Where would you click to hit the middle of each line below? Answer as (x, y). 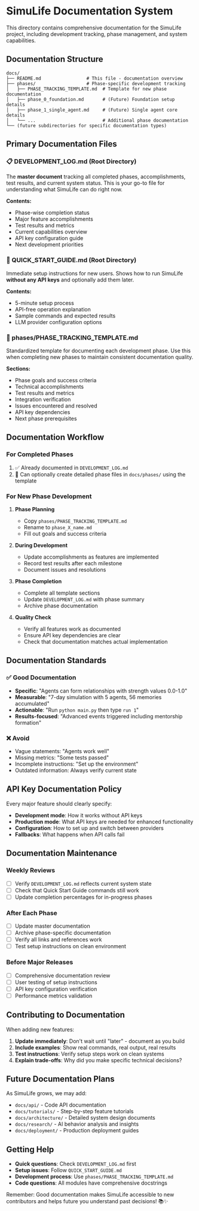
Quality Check (33, 618)
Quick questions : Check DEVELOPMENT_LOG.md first (75, 1164)
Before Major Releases (40, 963)
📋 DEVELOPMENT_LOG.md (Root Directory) (71, 161)
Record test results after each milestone (73, 563)
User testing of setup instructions (56, 982)
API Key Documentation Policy (64, 789)
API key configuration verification (56, 989)
